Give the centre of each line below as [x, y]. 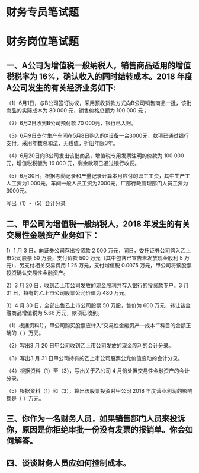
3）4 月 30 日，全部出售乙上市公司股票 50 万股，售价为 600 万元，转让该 [96, 305]
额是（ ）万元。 [25, 398]
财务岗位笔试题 [43, 42]
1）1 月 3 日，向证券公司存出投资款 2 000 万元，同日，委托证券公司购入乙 [96, 250]
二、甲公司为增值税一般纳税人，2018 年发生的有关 [98, 224]
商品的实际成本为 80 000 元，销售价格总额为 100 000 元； [77, 111]
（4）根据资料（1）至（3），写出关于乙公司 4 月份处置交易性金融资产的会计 [98, 371]
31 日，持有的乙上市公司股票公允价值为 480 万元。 [68, 293]
